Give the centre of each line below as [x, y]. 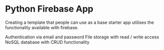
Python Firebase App [49, 9]
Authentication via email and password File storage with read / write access [82, 37]
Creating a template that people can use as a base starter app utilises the [80, 22]
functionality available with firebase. [42, 27]
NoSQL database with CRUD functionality [47, 42]
